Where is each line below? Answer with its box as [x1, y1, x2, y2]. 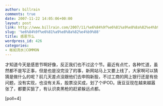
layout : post [5, 20, 32, 26]
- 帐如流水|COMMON [5, 47, 40, 52]
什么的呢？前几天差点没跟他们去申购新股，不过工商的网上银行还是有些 [17, 74, 158, 79]
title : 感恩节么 [5, 34, 35, 39]
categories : [5, 43, 29, 48]
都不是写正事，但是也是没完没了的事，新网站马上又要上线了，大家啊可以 [9, 67, 154, 73]
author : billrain [5, 7, 40, 12]
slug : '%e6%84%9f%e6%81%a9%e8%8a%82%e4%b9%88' [5, 30, 101, 34]
